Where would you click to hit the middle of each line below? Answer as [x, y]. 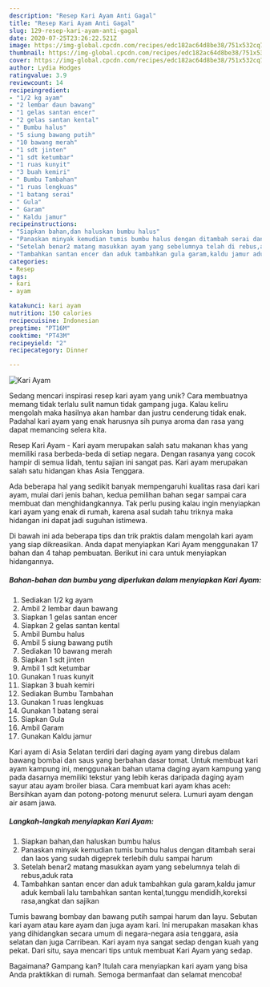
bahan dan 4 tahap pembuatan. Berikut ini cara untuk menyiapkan [118, 553]
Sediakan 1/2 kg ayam [57, 600]
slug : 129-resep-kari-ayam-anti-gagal [74, 30]
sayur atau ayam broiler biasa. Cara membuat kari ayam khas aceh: [120, 786]
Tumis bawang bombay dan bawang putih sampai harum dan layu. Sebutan [133, 916]
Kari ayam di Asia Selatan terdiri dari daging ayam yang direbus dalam [125, 752]
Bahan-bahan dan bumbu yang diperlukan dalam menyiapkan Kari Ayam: [135, 580]
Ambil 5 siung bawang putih [66, 643]
